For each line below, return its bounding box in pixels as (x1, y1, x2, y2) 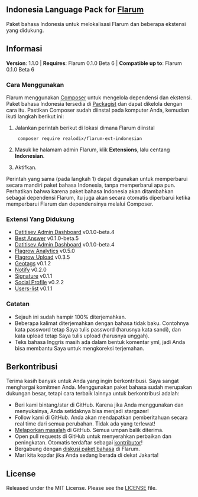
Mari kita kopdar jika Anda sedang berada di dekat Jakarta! (14, 451, 159, 459)
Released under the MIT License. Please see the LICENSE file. (6, 485, 157, 492)
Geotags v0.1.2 (14, 260, 51, 267)
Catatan (6, 300, 30, 308)
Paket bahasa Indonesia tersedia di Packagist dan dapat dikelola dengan (6, 100, 183, 107)
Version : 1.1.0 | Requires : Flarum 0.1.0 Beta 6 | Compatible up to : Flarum (6, 59, 182, 67)
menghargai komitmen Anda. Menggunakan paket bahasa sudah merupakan (6, 384, 192, 391)
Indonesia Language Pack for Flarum (6, 5, 144, 15)
